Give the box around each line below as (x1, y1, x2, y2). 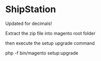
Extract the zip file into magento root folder (5, 30, 96, 36)
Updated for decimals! (5, 20, 52, 26)
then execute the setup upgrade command (5, 40, 95, 46)
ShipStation (5, 4, 56, 15)
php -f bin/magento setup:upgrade (5, 50, 79, 56)
